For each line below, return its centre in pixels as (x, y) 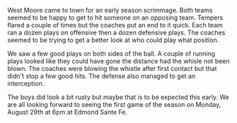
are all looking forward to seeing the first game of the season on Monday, (114, 104)
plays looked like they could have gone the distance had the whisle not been (118, 61)
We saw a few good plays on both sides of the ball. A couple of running (111, 53)
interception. (26, 83)
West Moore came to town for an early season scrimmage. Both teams (110, 10)
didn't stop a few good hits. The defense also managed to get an (102, 76)
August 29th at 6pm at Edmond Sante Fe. (68, 112)
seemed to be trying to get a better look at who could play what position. (113, 40)
